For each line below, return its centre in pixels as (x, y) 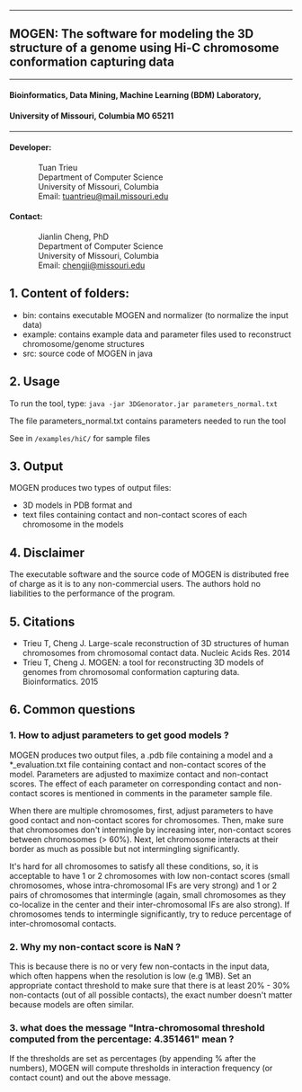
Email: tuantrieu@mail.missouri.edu (103, 196)
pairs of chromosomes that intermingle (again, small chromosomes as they (147, 894)
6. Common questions (72, 710)
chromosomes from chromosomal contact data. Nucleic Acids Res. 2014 (156, 653)
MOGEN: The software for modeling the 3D (132, 34)
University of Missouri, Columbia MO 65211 (92, 116)
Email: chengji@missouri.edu (92, 265)
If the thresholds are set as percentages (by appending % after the (133, 1059)
